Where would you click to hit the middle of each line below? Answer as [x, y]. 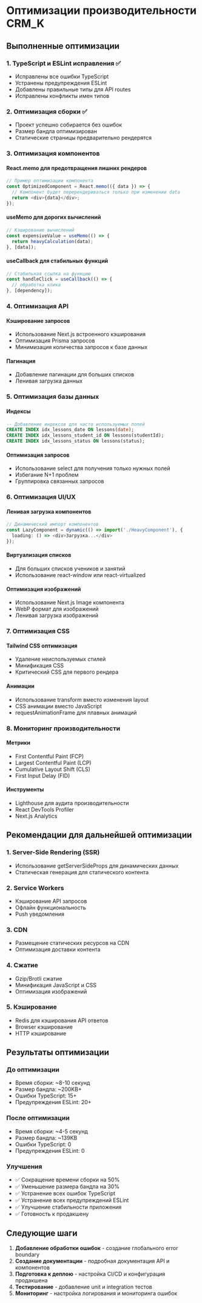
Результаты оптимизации [58, 1052]
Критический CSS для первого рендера [67, 672]
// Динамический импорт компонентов [52, 524]
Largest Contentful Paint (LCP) [53, 762]
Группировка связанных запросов [59, 482]
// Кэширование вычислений [40, 230]
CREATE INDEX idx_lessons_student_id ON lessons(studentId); [85, 435]
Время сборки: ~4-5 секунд [51, 1131]
